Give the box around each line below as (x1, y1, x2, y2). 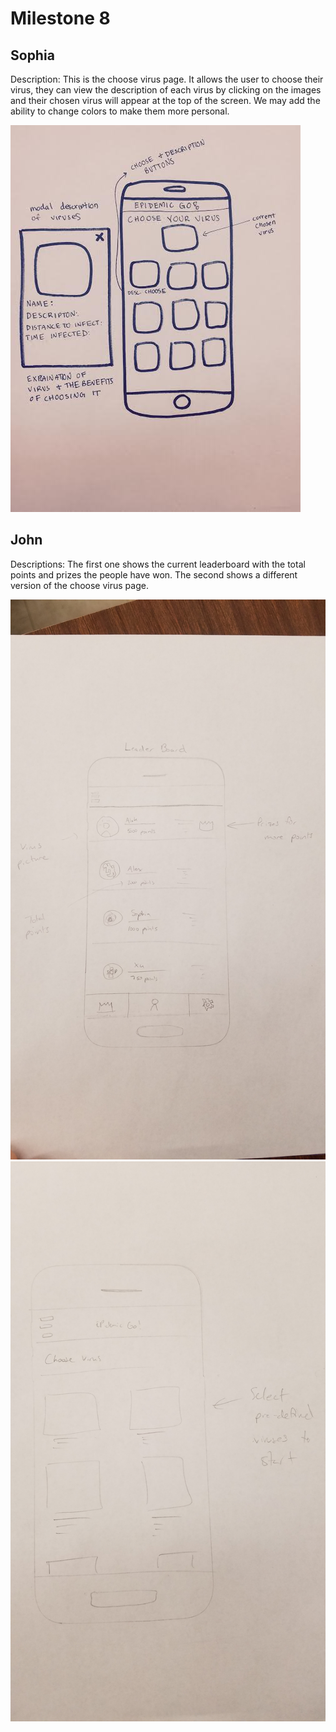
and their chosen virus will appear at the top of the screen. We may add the (10, 95, 321, 106)
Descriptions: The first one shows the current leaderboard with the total (10, 558, 306, 570)
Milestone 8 (10, 7, 111, 30)
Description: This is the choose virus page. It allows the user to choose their (10, 73, 324, 85)
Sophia (10, 47, 55, 64)
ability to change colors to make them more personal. (10, 105, 230, 117)
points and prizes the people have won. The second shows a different (10, 568, 298, 581)
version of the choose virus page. (10, 579, 149, 591)
